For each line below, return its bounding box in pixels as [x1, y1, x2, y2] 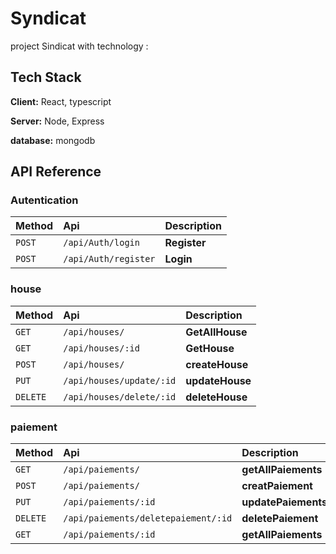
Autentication [10, 193, 79, 207]
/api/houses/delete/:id [63, 391, 177, 402]
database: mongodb [10, 134, 96, 146]
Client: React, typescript [10, 95, 112, 107]
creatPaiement [241, 479, 313, 493]
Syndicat [10, 7, 87, 30]
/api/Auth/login [63, 237, 140, 249]
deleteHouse [185, 390, 248, 404]
